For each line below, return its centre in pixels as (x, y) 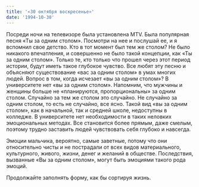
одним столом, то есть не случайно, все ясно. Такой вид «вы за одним (97, 104)
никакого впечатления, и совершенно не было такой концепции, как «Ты (99, 53)
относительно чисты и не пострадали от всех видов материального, (94, 147)
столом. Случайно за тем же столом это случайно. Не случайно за (92, 97)
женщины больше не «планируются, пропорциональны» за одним (91, 91)
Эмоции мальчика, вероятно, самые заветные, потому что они (87, 141)
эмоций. (17, 166)
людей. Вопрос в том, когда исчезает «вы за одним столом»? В (87, 79)
